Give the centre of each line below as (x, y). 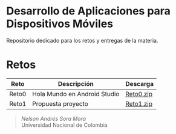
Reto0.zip (139, 94)
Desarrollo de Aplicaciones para (89, 11)
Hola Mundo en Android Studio (76, 94)
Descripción (76, 84)
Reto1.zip (139, 103)
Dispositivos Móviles (60, 24)
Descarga (140, 84)
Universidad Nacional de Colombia (64, 125)
